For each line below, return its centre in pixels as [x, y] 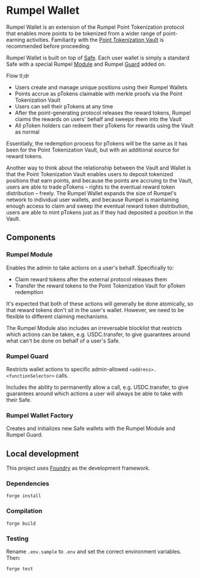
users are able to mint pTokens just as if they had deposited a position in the [100, 212]
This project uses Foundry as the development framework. [78, 468]
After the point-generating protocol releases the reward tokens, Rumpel [103, 113]
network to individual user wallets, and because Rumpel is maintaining [93, 199]
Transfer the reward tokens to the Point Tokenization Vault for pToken [100, 286]
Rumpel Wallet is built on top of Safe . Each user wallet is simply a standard [98, 58]
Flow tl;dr [18, 75]
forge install [24, 496]
